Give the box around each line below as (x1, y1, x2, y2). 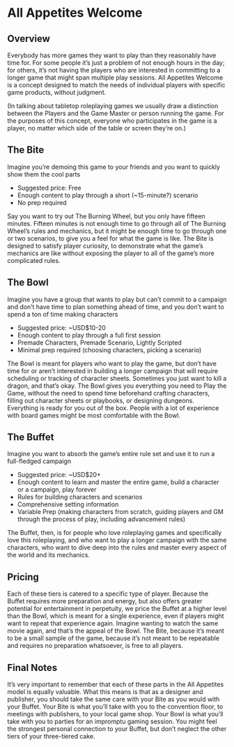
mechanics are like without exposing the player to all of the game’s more (7, 249, 214, 257)
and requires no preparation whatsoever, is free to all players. (7, 642, 183, 650)
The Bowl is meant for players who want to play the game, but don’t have (7, 359, 217, 368)
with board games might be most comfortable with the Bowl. (7, 411, 181, 419)
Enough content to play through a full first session (17, 331, 161, 339)
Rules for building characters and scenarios (17, 493, 143, 501)
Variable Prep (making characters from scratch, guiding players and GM (17, 508, 224, 516)
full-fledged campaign (7, 457, 72, 465)
